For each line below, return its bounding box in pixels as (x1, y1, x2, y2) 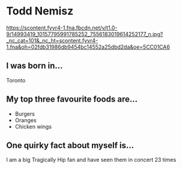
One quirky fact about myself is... (6, 140, 135, 150)
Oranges (14, 116, 37, 124)
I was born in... (6, 61, 63, 71)
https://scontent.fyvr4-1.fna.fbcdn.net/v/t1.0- (6, 24, 118, 31)
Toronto (6, 76, 26, 84)
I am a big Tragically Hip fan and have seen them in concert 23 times (6, 156, 177, 164)
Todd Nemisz (6, 4, 74, 18)
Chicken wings (14, 123, 52, 130)
